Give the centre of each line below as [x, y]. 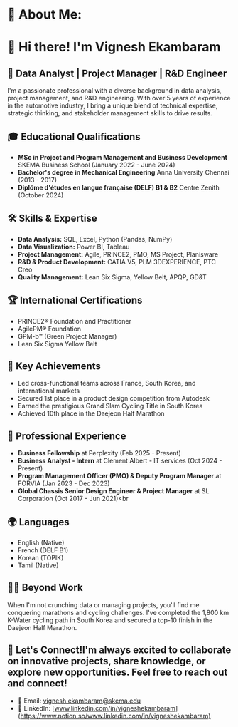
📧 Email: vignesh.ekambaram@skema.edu [79, 701]
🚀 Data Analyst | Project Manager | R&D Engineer [117, 73]
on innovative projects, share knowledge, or [107, 661]
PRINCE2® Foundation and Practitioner [74, 321]
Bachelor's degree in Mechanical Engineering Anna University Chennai [123, 172]
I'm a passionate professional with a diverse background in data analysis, [114, 91]
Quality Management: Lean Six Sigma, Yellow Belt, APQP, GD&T [112, 277]
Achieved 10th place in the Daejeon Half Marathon [91, 413]
